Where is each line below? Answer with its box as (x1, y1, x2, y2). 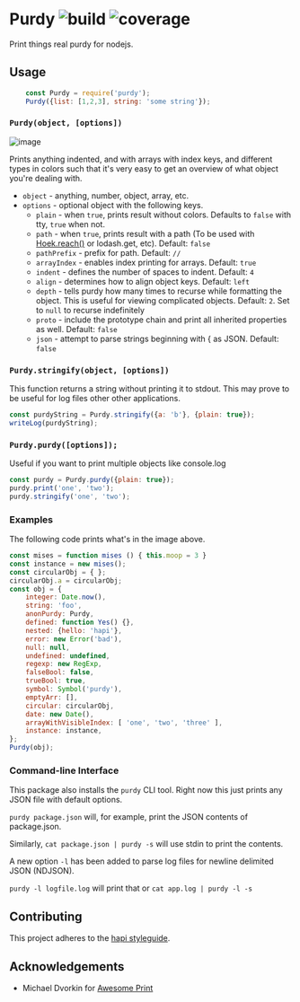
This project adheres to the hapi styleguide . (9, 933, 171, 944)
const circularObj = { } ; (9, 567, 106, 576)
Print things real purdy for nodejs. (9, 39, 134, 49)
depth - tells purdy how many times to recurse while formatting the (35, 286, 283, 296)
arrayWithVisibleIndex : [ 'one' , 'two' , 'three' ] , (25, 718, 223, 727)
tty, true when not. (35, 218, 106, 229)
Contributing (9, 909, 83, 924)
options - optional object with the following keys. (22, 199, 204, 210)
